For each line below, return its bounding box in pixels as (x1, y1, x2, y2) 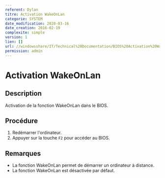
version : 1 (5, 35, 27, 40)
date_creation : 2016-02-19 (5, 26, 60, 31)
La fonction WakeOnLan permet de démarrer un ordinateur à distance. (12, 162, 155, 168)
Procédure (5, 116, 38, 125)
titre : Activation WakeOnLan (5, 12, 65, 17)
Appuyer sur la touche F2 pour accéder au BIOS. (12, 135, 110, 141)
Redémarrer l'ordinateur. (12, 130, 62, 136)
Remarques (5, 149, 41, 158)
